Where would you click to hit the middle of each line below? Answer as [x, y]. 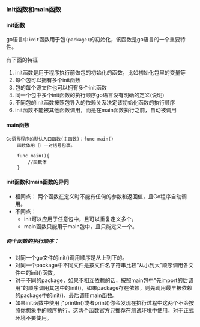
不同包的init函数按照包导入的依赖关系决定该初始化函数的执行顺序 [95, 103]
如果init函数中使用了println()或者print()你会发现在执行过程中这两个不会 [102, 302]
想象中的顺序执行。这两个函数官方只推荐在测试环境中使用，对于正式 [110, 310]
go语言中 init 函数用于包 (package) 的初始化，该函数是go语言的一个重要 [93, 40]
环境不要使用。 [33, 317]
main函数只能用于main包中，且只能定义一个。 [81, 226]
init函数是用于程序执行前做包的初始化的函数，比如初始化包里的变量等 [100, 73]
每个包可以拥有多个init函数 [48, 80]
